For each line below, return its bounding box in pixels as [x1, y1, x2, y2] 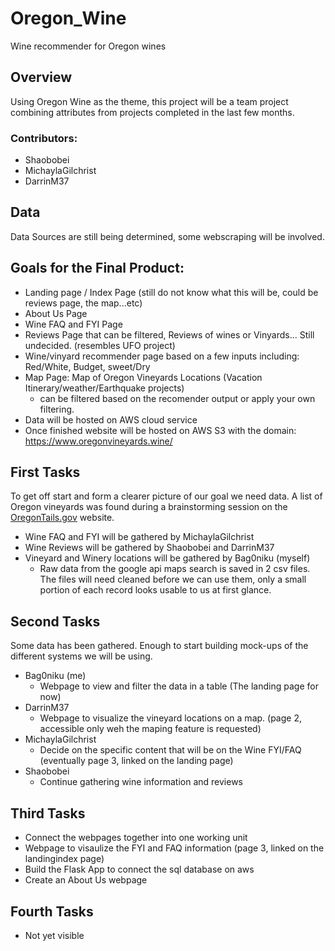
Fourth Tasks [10, 903, 94, 920]
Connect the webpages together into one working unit [24, 832, 248, 844]
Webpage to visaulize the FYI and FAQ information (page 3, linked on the [24, 842, 325, 854]
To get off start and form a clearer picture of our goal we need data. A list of [10, 490, 323, 502]
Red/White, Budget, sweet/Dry [24, 360, 151, 372]
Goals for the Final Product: [10, 260, 185, 277]
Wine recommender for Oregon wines [10, 40, 167, 52]
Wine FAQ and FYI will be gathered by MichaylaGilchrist [24, 531, 255, 543]
